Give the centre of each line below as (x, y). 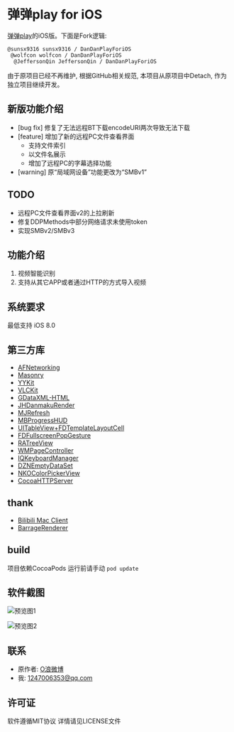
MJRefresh (34, 413)
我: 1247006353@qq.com (55, 678)
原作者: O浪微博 (40, 669)
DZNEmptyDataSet (45, 465)
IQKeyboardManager (48, 458)
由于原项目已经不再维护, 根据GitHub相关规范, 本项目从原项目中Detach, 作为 (117, 75)
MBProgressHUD (43, 420)
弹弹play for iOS (55, 15)
